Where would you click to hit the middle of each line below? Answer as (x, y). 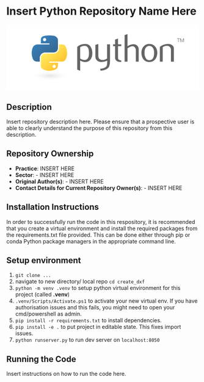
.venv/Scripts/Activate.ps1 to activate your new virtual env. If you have (106, 301)
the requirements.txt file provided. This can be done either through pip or (98, 235)
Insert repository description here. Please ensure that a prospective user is (100, 121)
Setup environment (44, 260)
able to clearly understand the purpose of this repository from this (89, 128)
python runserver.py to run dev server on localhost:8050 (87, 340)
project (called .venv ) (42, 295)
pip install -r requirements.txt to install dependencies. (88, 320)
